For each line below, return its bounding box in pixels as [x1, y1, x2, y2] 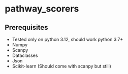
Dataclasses [12, 52, 38, 58]
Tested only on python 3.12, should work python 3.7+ [12, 36, 123, 42]
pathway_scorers [5, 3, 79, 15]
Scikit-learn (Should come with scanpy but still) [12, 63, 111, 69]
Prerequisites [5, 23, 48, 32]
